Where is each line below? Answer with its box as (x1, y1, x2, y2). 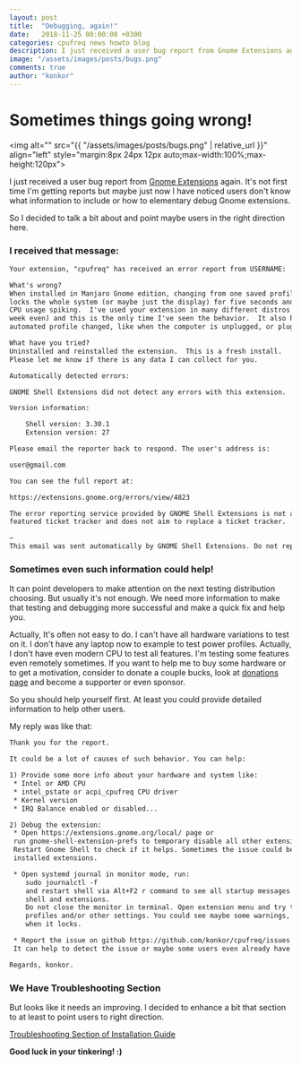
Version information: (9, 404, 90, 413)
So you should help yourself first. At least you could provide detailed (9, 694, 262, 705)
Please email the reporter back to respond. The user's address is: (9, 444, 271, 453)
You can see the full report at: (9, 477, 134, 486)
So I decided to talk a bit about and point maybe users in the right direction (9, 212, 285, 223)
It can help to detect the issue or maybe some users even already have (13, 944, 291, 953)
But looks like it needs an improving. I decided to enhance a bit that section (9, 1002, 287, 1012)
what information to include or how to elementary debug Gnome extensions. (9, 194, 291, 206)
